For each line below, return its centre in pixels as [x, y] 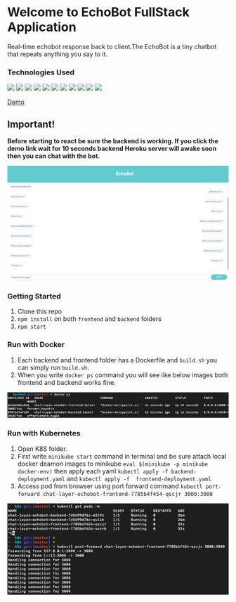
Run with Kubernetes [44, 433]
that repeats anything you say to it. [57, 54]
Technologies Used [41, 72]
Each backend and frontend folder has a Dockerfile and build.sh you [117, 360]
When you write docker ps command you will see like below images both [123, 375]
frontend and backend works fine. [66, 382]
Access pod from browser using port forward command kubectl [110, 486]
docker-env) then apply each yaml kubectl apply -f [93, 471]
